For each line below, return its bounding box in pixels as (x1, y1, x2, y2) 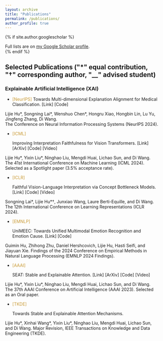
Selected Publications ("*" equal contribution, (5, 63, 148, 71)
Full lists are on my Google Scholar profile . (5, 43, 90, 49)
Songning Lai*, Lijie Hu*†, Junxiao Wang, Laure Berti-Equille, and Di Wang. (5, 199, 154, 204)
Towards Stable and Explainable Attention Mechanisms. (12, 310, 124, 316)
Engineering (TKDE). (5, 330, 46, 336)
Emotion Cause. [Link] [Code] (12, 233, 72, 239)
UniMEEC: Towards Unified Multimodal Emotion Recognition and (12, 228, 141, 234)
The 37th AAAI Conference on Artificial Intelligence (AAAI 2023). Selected (5, 286, 154, 292)
